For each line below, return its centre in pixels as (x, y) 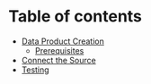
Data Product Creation (63, 41)
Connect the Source (58, 60)
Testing (36, 70)
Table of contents (75, 17)
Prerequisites (59, 50)
